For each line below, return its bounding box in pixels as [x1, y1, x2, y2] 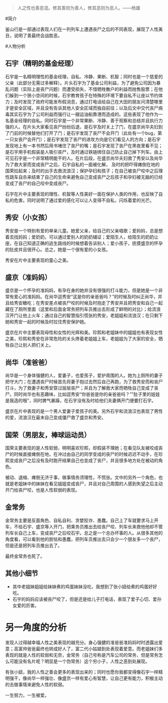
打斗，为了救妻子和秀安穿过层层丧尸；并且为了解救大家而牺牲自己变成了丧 [5, 385, 158, 391]
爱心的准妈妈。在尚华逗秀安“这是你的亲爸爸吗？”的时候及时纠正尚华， [13, 294, 158, 300]
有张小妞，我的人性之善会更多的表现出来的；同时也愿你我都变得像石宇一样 [5, 669, 158, 675]
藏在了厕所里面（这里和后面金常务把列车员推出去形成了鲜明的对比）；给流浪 [5, 306, 161, 312]
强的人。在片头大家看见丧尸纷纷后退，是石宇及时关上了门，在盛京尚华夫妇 [5, 124, 158, 130]
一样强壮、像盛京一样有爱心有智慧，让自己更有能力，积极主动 [35, 675, 163, 681]
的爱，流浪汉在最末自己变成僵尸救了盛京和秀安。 [5, 414, 106, 421]
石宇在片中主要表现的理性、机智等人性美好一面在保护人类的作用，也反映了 [5, 191, 158, 197]
